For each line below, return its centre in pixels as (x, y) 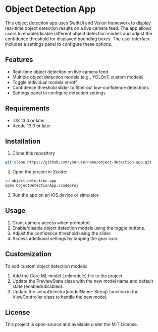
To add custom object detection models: (46, 266)
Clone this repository (34, 153)
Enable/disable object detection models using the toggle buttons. (79, 228)
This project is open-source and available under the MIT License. (72, 325)
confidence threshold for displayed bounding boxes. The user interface (78, 39)
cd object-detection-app (31, 181)
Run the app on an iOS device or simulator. (56, 195)
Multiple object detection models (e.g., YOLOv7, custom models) (78, 77)
